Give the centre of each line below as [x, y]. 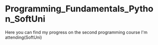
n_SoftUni [25, 19]
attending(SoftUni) [24, 37]
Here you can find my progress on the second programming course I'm [76, 32]
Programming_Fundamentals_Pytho [79, 9]
